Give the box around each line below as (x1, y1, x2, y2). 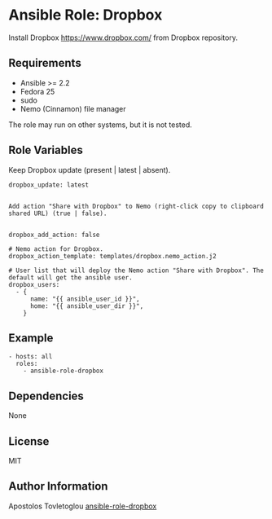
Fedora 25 (20, 86, 55, 96)
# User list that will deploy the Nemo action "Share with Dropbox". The (8, 266, 265, 275)
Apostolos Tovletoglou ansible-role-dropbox (8, 501, 157, 511)
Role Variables (8, 143, 83, 157)
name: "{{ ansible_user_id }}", (29, 295, 140, 303)
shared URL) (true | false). (8, 209, 107, 218)
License (8, 434, 50, 448)
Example (8, 331, 54, 345)
